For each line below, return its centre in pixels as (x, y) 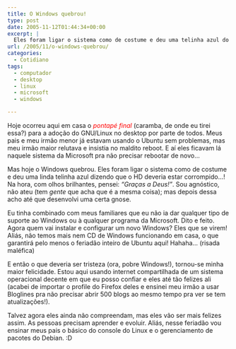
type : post (23, 20)
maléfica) (21, 250)
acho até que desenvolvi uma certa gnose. (70, 199)
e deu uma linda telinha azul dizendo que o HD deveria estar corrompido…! (117, 177)
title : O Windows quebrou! (47, 14)
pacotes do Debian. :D (40, 338)
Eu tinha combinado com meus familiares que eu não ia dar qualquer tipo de (118, 213)
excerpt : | (23, 34)
